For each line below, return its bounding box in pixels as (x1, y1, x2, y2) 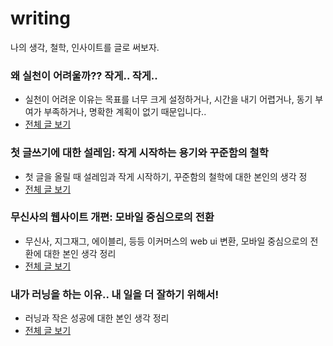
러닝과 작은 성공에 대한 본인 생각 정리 (24, 312, 170, 324)
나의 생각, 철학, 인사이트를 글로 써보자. (10, 41, 160, 53)
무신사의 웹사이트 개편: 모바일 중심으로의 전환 (10, 210, 215, 224)
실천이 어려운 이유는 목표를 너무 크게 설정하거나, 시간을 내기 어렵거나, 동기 (24, 93, 313, 106)
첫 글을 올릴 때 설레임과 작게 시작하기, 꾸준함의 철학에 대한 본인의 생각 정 (24, 170, 308, 182)
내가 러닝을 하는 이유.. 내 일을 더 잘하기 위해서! (10, 287, 219, 301)
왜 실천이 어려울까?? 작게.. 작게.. (10, 68, 158, 82)
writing (10, 7, 71, 30)
